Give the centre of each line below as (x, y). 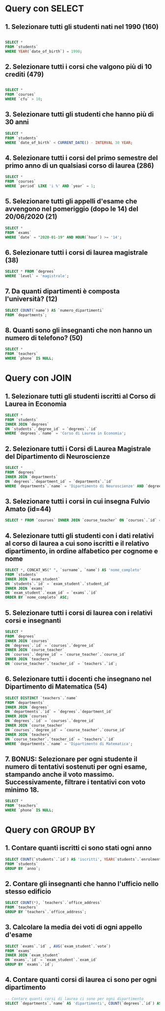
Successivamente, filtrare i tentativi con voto (75, 782)
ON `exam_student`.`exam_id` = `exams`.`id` (51, 593)
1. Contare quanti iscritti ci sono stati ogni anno (79, 848)
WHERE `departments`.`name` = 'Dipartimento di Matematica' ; (69, 744)
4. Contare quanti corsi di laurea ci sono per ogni (81, 980)
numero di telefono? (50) (44, 338)
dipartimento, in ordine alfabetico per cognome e (82, 551)
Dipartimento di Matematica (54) (56, 687)
